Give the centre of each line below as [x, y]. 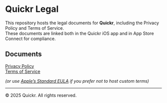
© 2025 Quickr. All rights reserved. [41, 95]
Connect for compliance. [31, 39]
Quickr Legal [32, 9]
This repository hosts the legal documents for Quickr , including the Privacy [82, 23]
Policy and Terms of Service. [35, 28]
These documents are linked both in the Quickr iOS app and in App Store [80, 33]
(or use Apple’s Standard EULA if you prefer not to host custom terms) [77, 81]
